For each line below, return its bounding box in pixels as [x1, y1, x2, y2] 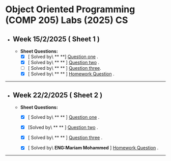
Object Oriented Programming [5, 4, 135, 15]
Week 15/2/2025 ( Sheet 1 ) [12, 35, 100, 43]
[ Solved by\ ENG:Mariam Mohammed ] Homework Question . [27, 145, 159, 151]
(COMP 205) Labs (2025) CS [5, 14, 128, 26]
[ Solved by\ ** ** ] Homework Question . [27, 71, 115, 77]
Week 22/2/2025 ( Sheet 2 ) [12, 91, 103, 99]
